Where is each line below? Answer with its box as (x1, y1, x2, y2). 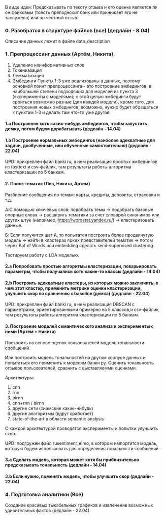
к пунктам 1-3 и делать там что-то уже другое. (12, 109, 111, 115)
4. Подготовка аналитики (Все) (5, 491, 84, 498)
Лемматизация (12, 72, 44, 78)
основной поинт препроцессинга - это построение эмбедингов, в (12, 83, 152, 89)
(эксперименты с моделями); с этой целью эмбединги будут (12, 94, 141, 100)
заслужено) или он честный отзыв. (5, 15, 79, 20)
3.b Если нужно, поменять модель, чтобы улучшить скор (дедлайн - (5, 473, 154, 479)
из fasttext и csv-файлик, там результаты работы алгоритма (5, 164, 132, 170)
